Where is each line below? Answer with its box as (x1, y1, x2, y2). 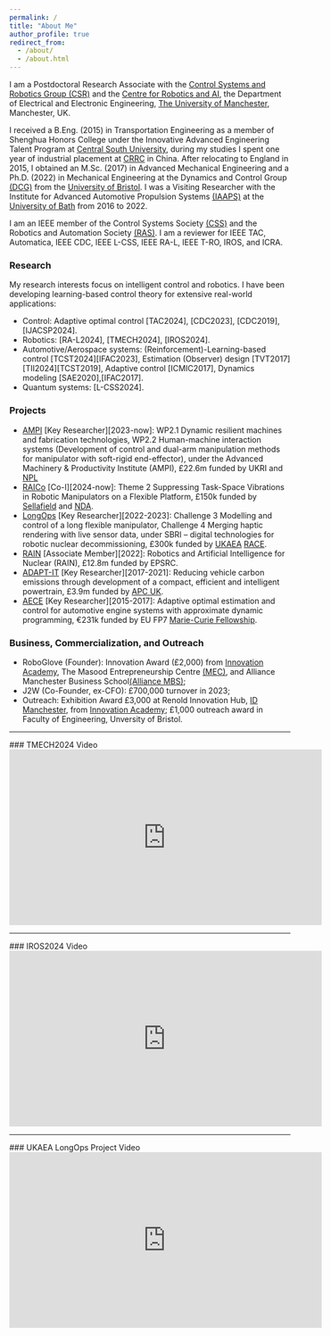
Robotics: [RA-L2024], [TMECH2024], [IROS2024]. (21, 335, 211, 345)
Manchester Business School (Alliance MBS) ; (21, 676, 186, 686)
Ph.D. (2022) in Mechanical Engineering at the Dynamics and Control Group (9, 172, 287, 183)
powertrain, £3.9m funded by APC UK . (21, 585, 164, 596)
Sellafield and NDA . (21, 501, 94, 511)
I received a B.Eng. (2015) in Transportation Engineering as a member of (9, 125, 275, 135)
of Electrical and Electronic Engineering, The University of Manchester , (9, 98, 270, 108)
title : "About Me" (9, 21, 78, 30)
